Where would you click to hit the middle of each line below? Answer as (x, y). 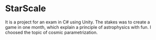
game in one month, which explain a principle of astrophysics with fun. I (78, 27)
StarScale (25, 9)
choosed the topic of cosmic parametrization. (51, 32)
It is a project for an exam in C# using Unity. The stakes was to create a (78, 22)
